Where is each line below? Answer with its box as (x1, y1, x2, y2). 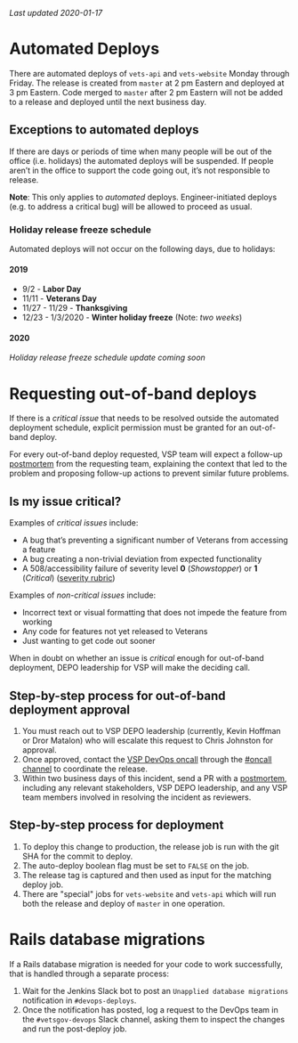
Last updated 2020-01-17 (9, 8, 103, 18)
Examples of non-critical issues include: (9, 590, 157, 600)
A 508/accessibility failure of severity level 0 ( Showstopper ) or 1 (21, 563, 258, 574)
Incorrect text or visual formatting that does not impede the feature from (21, 607, 287, 618)
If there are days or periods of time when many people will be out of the (9, 146, 272, 157)
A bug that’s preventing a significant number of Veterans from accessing (21, 534, 289, 546)
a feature (21, 544, 56, 555)
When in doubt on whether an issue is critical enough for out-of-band (9, 653, 264, 664)
